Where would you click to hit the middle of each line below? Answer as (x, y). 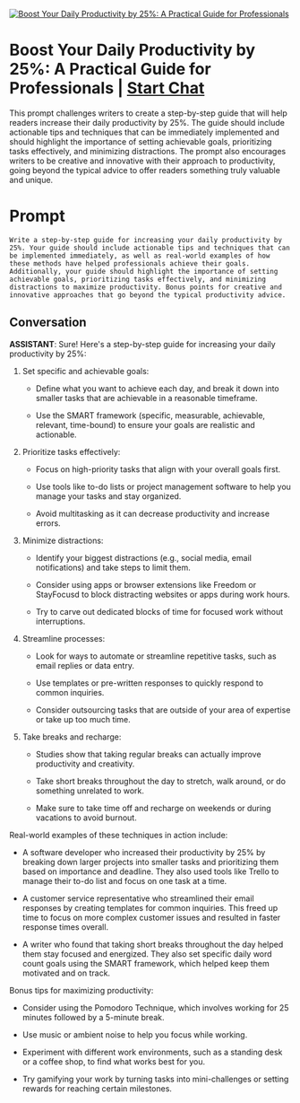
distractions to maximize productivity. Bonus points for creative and (146, 287)
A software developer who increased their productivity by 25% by (144, 852)
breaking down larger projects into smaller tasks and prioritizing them (150, 862)
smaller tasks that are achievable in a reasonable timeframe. (146, 398)
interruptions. (60, 621)
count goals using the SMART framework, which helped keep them (146, 963)
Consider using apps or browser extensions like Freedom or (146, 584)
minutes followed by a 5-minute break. (93, 1017)
